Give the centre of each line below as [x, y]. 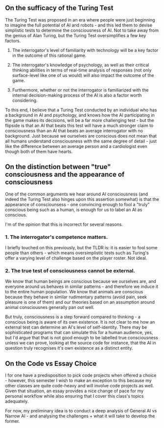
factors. [13, 41]
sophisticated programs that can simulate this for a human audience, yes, [79, 333]
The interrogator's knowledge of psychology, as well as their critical [81, 65]
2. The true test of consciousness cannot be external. [70, 270]
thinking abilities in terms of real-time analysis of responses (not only [82, 70]
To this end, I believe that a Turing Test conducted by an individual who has [81, 110]
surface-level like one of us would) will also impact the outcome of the [83, 75]
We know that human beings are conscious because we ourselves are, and [81, 282]
